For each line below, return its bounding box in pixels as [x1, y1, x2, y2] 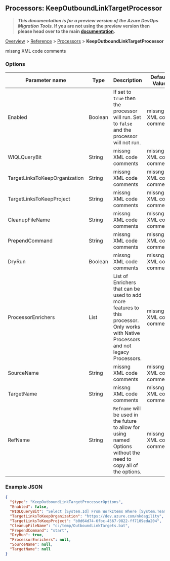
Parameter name [25, 77, 67, 84]
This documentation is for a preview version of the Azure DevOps [17, 17, 158, 23]
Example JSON [5, 484, 43, 491]
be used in [113, 411, 138, 418]
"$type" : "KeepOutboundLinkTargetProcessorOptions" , [10, 500, 123, 505]
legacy [113, 349, 130, 356]
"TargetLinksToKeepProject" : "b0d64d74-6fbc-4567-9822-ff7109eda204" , [10, 518, 162, 524]
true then [113, 95, 136, 102]
